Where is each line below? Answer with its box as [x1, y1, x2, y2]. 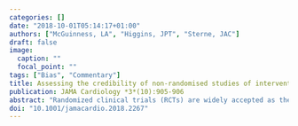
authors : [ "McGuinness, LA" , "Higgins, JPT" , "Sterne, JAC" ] [9, 29, 240, 38]
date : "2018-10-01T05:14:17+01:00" [9, 21, 141, 30]
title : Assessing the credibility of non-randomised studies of [9, 79, 252, 88]
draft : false [9, 37, 58, 47]
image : [9, 46, 34, 55]
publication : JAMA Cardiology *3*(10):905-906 [9, 87, 184, 96]
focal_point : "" [17, 63, 77, 72]
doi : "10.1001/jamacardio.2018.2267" [9, 104, 149, 113]
